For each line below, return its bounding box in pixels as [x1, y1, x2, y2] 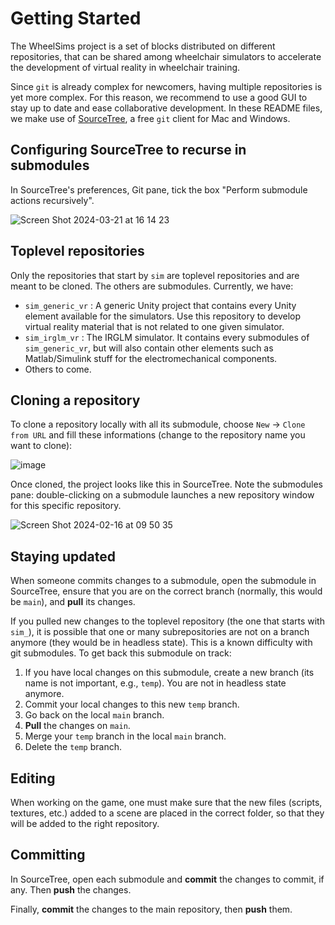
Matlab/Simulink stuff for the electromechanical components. [24, 352, 278, 364]
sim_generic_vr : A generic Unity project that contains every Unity [24, 299, 297, 311]
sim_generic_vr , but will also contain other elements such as [24, 342, 274, 354]
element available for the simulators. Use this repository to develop [24, 310, 302, 322]
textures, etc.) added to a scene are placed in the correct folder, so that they [10, 807, 325, 819]
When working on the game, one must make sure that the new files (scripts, [10, 797, 323, 808]
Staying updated [10, 548, 116, 565]
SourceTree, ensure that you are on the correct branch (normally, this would [10, 585, 323, 597]
